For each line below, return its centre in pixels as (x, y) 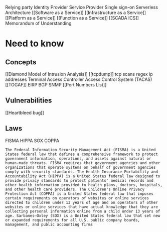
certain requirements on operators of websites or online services (77, 198)
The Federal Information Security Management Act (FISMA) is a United (80, 150)
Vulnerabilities (29, 101)
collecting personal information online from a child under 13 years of (83, 211)
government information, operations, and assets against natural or (78, 158)
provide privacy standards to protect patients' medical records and (79, 180)
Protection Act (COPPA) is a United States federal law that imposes (79, 194)
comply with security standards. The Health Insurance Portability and (81, 172)
